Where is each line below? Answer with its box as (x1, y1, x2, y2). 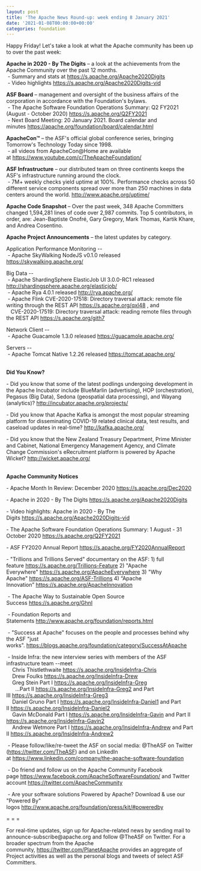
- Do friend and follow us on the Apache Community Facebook (7, 766, 163, 773)
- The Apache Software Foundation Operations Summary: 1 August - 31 (6, 526, 182, 533)
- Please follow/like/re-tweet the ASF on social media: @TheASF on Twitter (7, 742, 193, 749)
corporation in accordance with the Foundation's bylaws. (6, 98, 147, 105)
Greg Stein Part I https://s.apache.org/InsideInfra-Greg (11, 679, 148, 686)
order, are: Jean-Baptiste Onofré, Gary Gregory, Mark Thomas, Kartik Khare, (6, 215, 195, 223)
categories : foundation (6, 25, 66, 32)
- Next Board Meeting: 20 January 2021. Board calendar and (7, 117, 157, 124)
